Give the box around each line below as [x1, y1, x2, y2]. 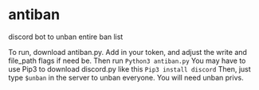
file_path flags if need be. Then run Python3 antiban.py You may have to [8, 56, 246, 65]
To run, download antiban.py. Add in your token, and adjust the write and [8, 47, 247, 57]
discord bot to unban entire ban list [8, 32, 124, 41]
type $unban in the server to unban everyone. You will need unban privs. [8, 72, 245, 82]
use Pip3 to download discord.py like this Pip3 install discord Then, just [8, 64, 251, 73]
